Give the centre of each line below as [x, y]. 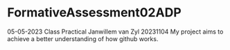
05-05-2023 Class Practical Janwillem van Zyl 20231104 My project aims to [115, 32]
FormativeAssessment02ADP [94, 13]
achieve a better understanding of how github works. [83, 38]
